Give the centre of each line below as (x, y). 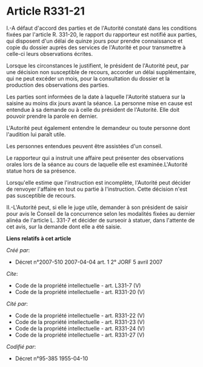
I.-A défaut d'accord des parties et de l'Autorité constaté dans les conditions (101, 28)
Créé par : (18, 250)
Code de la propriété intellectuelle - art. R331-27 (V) (80, 335)
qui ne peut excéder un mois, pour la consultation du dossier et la (88, 78)
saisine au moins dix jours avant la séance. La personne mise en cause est (99, 103)
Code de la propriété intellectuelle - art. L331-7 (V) (78, 285)
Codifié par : (21, 346)
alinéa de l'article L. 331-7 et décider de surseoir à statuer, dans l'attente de (101, 220)
